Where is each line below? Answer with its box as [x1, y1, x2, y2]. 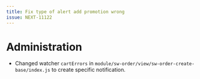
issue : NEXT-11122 [6, 14, 52, 20]
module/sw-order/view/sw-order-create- [95, 61, 195, 67]
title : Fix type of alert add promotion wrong [6, 8, 125, 15]
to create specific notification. [51, 66, 126, 74]
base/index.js [14, 67, 50, 74]
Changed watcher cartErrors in [14, 60, 94, 67]
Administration [6, 40, 82, 54]
